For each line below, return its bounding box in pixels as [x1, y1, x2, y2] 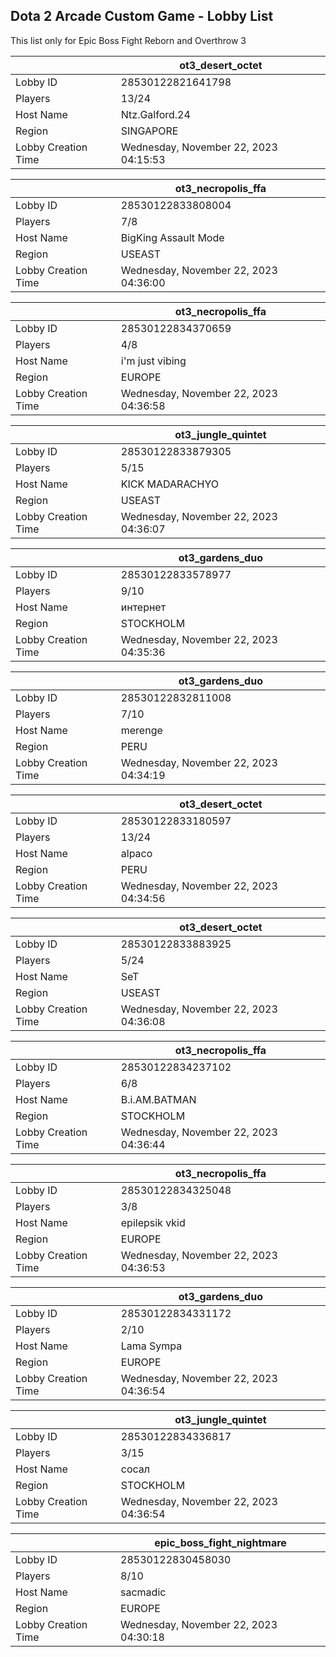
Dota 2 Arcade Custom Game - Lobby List [10, 8, 274, 25]
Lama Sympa [120, 1339, 183, 1353]
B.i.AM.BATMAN [120, 1092, 197, 1106]
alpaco [120, 846, 153, 860]
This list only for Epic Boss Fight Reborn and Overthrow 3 [10, 34, 247, 46]
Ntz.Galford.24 [120, 107, 191, 121]
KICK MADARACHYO [120, 477, 219, 491]
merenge [120, 723, 163, 737]
